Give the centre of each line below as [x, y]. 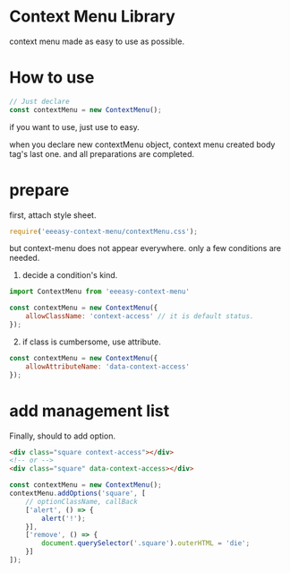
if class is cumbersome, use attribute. [91, 342]
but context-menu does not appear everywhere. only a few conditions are [145, 248]
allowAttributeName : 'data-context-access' [108, 366]
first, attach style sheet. [53, 215]
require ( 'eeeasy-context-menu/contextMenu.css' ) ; [104, 231]
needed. [25, 258]
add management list [90, 411]
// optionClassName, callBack [82, 501]
